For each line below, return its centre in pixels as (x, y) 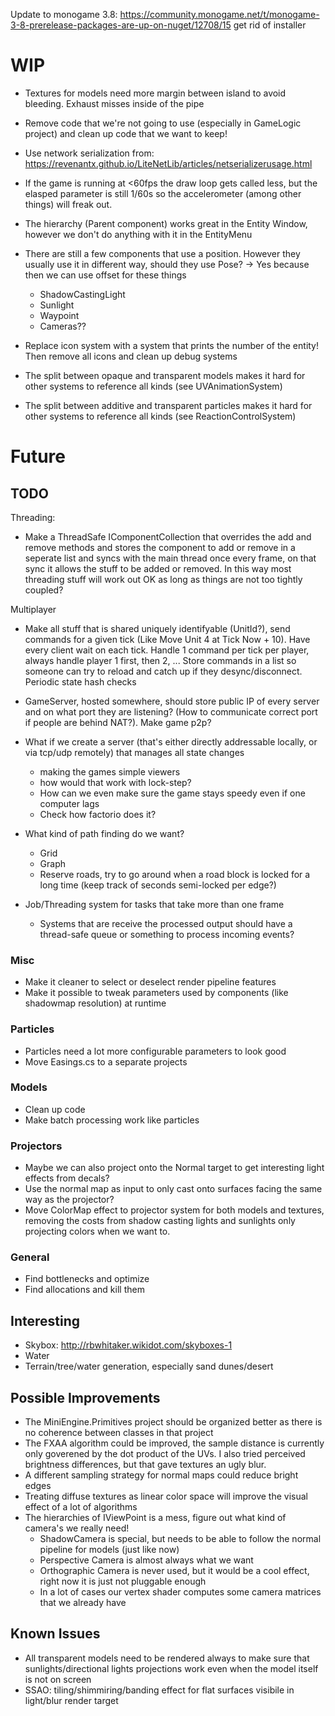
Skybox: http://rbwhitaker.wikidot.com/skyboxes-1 (128, 1345)
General (30, 1257)
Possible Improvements (85, 1397)
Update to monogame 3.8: (64, 14)
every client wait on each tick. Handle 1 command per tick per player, (167, 650)
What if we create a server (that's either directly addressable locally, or (171, 741)
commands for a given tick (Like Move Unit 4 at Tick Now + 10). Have (167, 639)
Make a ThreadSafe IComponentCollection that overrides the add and (168, 536)
